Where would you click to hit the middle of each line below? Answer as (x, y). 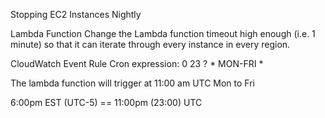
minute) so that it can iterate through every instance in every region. (150, 44)
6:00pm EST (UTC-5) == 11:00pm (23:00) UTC (106, 102)
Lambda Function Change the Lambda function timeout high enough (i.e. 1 (163, 33)
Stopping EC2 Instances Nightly (76, 14)
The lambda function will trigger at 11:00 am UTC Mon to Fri (133, 83)
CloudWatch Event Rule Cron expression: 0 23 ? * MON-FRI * (137, 63)
